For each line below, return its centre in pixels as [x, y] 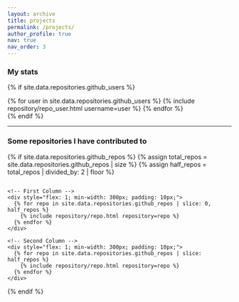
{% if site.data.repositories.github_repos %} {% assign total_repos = [107, 156]
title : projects [31, 21]
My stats [23, 72]
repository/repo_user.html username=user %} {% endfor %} [95, 109]
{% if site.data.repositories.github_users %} [71, 87]
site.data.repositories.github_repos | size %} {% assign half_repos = [107, 164]
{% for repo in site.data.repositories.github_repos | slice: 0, [113, 203]
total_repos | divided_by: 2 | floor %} [61, 172]
